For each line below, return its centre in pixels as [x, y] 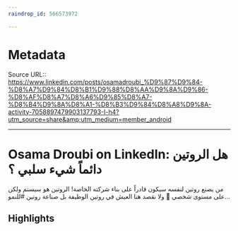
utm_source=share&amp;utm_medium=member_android [90, 119]
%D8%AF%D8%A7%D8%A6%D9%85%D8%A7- [80, 96]
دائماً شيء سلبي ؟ [55, 169]
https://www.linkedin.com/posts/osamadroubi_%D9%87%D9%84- [106, 82]
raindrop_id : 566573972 [43, 14]
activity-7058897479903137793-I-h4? [64, 112]
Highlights [31, 218]
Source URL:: [27, 74]
